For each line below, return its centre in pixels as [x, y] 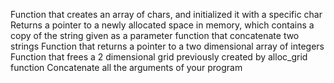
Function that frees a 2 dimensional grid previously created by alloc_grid [159, 57]
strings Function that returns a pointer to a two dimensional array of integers [167, 46]
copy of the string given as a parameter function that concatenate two [155, 35]
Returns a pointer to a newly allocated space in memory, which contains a [162, 25]
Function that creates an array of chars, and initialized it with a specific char [166, 14]
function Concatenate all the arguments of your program [126, 67]
